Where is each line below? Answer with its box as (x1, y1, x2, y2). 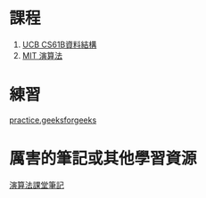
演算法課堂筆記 (9, 179, 64, 190)
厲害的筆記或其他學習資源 (9, 148, 198, 169)
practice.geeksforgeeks (9, 115, 97, 125)
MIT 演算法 (21, 50, 63, 60)
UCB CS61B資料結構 (21, 39, 97, 50)
